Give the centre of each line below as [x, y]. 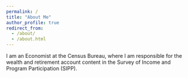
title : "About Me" [29, 17]
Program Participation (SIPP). [42, 68]
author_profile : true [33, 22]
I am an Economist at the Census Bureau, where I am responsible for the [94, 56]
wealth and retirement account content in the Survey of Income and [88, 62]
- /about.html [29, 39]
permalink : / [22, 12]
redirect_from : [25, 28]
